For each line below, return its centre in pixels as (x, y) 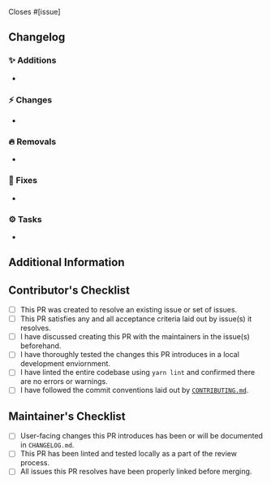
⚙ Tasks (25, 219)
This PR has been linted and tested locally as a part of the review (129, 454)
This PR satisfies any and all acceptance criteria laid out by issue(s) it (136, 319)
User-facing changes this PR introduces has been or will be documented (142, 436)
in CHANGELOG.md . (47, 445)
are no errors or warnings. (64, 382)
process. (35, 463)
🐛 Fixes (23, 181)
